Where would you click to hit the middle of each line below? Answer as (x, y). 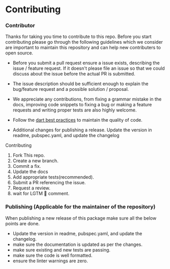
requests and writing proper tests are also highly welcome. (75, 110)
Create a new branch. (36, 161)
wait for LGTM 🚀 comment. (41, 194)
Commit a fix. (27, 166)
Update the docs (30, 172)
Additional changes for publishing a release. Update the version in (82, 130)
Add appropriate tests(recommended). (53, 177)
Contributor (20, 26)
